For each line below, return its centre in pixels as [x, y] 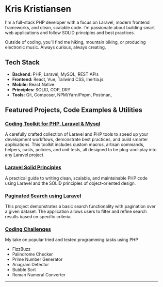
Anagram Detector [31, 265]
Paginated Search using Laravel [43, 196]
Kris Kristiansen [38, 9]
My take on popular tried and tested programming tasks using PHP [72, 240]
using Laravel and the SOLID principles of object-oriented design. [71, 183]
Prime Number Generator [37, 259]
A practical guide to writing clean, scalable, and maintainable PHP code [76, 178]
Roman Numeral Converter [39, 275]
